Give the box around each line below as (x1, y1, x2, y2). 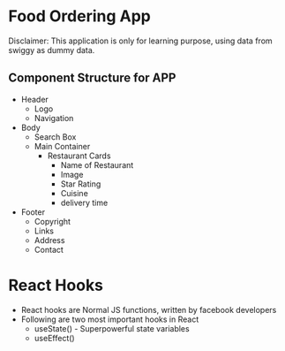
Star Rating (60, 179, 101, 189)
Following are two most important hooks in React (20, 314, 199, 324)
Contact (34, 244, 64, 255)
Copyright (34, 216, 71, 226)
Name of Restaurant (60, 159, 134, 170)
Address (34, 234, 65, 245)
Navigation (34, 112, 74, 123)
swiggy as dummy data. (8, 44, 95, 55)
